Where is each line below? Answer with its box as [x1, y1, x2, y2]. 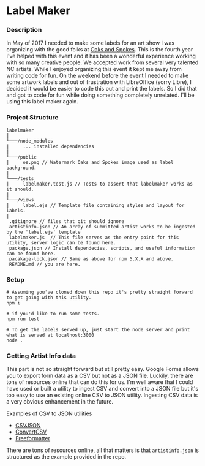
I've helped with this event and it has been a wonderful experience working [6, 53, 196, 60]
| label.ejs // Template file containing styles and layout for [6, 202, 185, 208]
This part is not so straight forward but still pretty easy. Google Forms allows [6, 366, 199, 373]
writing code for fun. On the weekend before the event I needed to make [6, 72, 189, 80]
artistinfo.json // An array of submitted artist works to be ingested [9, 224, 196, 230]
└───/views [6, 197, 34, 203]
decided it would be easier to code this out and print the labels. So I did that [6, 85, 197, 92]
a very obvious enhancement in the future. [6, 398, 114, 405]
